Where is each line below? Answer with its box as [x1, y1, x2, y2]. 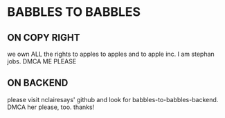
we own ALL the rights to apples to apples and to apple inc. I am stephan [7, 50, 215, 58]
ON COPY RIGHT [7, 32, 80, 43]
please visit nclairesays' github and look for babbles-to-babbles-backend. [7, 95, 219, 104]
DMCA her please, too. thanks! [7, 103, 95, 111]
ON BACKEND [7, 77, 69, 89]
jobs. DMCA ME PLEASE [7, 57, 77, 66]
